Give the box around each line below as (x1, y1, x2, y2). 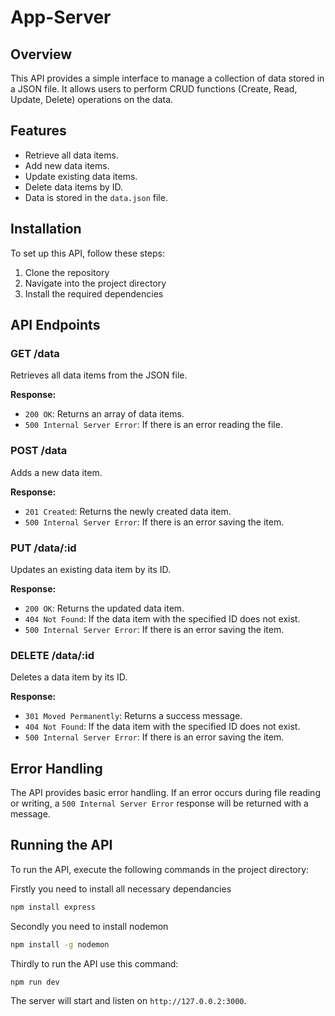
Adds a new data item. (10, 466, 103, 478)
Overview (10, 46, 73, 63)
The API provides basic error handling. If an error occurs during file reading (10, 787, 321, 799)
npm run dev (10, 977, 60, 987)
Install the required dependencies (24, 287, 164, 300)
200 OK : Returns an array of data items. (24, 408, 185, 420)
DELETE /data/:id (10, 648, 95, 662)
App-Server (10, 6, 112, 29)
